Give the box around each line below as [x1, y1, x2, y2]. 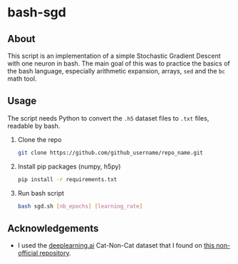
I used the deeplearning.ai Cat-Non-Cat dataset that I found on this [17, 241, 215, 250]
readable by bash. [7, 121, 61, 130]
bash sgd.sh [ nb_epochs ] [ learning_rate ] [17, 203, 143, 210]
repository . [38, 249, 71, 258]
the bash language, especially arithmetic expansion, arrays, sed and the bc [7, 67, 226, 75]
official [17, 249, 38, 258]
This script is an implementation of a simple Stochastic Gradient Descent [7, 51, 221, 60]
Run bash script [17, 188, 64, 197]
